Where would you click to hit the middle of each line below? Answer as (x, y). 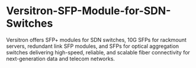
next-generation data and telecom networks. (61, 59)
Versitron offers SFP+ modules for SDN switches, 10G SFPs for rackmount (96, 40)
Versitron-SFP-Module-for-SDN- (89, 11)
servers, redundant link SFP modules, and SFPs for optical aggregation (93, 46)
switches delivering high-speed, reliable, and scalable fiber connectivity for (98, 52)
